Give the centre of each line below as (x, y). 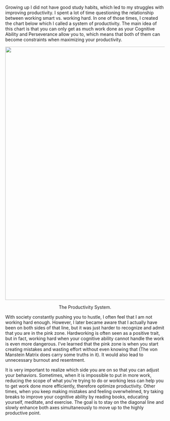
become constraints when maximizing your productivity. (64, 40)
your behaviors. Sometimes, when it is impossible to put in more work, (78, 375)
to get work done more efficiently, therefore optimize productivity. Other (80, 386)
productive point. (23, 413)
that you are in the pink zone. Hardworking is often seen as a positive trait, (83, 333)
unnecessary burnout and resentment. (45, 360)
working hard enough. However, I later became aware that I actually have (81, 322)
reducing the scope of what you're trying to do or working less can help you (84, 380)
